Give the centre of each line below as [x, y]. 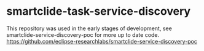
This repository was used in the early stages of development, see [89, 28]
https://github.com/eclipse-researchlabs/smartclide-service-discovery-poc [102, 41]
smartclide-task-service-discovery [99, 11]
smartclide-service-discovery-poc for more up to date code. [83, 34]
